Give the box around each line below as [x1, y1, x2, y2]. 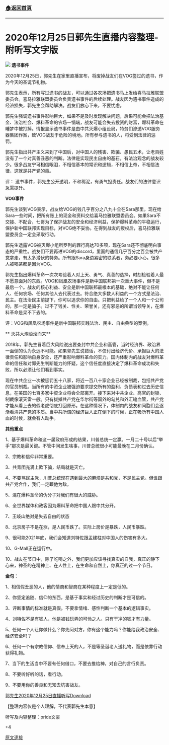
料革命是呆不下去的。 [5, 310, 49, 316]
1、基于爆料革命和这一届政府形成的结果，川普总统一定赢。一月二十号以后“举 [5, 436, 163, 442]
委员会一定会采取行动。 [9, 232, 58, 238]
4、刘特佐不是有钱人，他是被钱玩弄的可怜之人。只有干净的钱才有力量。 [5, 616, 154, 622]
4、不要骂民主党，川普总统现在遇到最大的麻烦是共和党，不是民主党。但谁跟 [5, 475, 162, 481]
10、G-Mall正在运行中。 [5, 545, 55, 552]
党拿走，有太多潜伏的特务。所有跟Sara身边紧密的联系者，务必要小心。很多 [5, 255, 160, 261]
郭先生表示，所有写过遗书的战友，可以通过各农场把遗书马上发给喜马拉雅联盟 [5, 90, 164, 96]
